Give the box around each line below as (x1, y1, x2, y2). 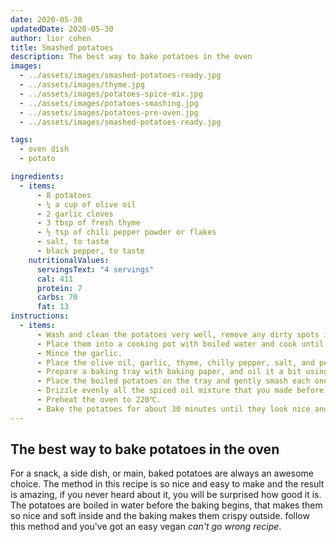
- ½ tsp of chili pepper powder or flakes (36, 227, 217, 238)
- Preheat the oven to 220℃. (36, 395, 162, 405)
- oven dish (19, 144, 70, 155)
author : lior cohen (10, 33, 92, 43)
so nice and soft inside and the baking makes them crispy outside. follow (10, 510, 310, 522)
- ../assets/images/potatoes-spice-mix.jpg (19, 89, 203, 99)
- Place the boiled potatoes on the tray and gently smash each (36, 376, 311, 386)
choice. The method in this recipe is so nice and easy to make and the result (10, 478, 325, 490)
